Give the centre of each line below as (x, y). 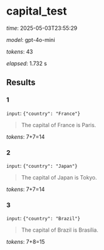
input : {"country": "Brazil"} (43, 218)
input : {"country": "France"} (43, 113)
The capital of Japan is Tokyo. (59, 177)
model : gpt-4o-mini (31, 40)
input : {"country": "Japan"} (42, 165)
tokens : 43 (20, 51)
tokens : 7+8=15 (26, 242)
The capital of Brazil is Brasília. (60, 230)
